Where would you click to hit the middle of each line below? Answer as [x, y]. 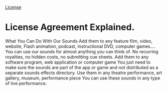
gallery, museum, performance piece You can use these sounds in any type [83, 78]
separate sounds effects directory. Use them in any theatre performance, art [83, 73]
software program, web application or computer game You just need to [78, 62]
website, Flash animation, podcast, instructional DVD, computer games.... [80, 46]
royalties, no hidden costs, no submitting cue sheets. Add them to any [77, 57]
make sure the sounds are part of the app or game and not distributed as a [82, 67]
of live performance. [26, 83]
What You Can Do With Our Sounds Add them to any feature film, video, [79, 41]
